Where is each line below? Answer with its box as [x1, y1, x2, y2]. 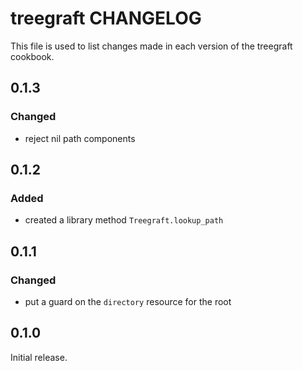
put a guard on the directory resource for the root [24, 296, 232, 307]
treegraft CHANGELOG [10, 7, 202, 30]
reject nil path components [24, 132, 136, 144]
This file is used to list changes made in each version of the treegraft [10, 40, 293, 52]
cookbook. [10, 50, 55, 62]
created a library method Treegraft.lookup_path [24, 214, 224, 226]
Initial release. [10, 351, 68, 363]
